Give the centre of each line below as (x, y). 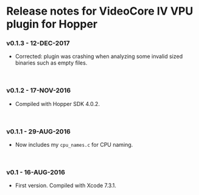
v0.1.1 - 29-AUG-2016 (39, 131)
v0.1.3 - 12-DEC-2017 (38, 43)
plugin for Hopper (52, 24)
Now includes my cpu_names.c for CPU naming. (74, 145)
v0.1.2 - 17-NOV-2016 (39, 91)
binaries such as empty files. (51, 63)
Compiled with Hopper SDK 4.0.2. (58, 104)
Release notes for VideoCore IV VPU (100, 11)
